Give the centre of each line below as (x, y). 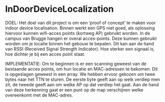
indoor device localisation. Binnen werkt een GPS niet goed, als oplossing (80, 28)
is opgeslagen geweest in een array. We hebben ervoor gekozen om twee (80, 74)
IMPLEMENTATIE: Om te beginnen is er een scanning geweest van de (76, 64)
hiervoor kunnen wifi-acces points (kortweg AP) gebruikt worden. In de (78, 33)
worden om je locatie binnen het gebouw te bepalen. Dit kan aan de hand (80, 43)
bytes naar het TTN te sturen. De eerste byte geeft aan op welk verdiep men (83, 79)
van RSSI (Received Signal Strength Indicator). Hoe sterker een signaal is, (80, 49)
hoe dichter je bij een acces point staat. (45, 54)
